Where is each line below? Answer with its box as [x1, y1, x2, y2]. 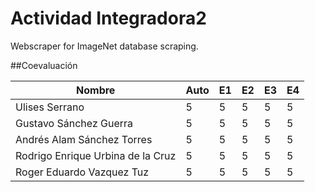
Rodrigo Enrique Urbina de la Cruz [15, 148, 177, 162]
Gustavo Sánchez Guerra [15, 116, 134, 130]
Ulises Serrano [15, 100, 85, 114]
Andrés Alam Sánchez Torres [15, 132, 153, 146]
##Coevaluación [10, 59, 78, 71]
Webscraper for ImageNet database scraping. [10, 40, 199, 52]
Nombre [76, 83, 116, 97]
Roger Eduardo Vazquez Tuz [15, 165, 150, 179]
